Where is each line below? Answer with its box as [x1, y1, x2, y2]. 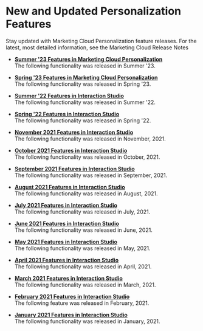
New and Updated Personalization [5, 4, 182, 18]
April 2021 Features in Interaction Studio [14, 256, 119, 263]
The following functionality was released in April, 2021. [14, 263, 152, 270]
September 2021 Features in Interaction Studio [14, 165, 135, 172]
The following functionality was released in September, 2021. [14, 172, 168, 179]
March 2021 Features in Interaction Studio [14, 274, 123, 282]
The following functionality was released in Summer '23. [14, 62, 156, 69]
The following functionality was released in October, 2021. [14, 153, 160, 161]
